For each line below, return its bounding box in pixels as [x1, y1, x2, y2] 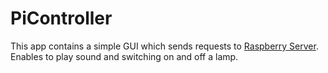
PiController [10, 7, 113, 30]
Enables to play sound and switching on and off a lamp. [10, 50, 239, 62]
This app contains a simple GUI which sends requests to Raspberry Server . [10, 40, 319, 52]
